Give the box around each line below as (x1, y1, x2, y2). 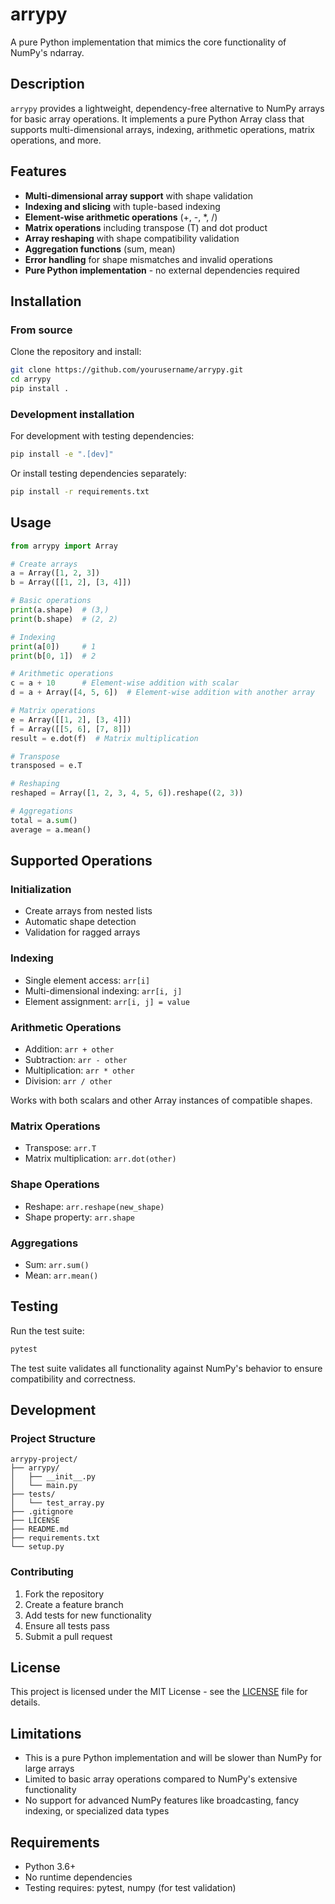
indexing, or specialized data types (24, 1805, 170, 1817)
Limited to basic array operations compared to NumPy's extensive (24, 1773, 298, 1785)
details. (10, 1696, 41, 1708)
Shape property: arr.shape (24, 1211, 135, 1223)
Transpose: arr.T (24, 1142, 97, 1154)
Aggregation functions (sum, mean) (24, 243, 176, 255)
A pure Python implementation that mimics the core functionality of (10, 36, 287, 48)
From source (10, 323, 73, 337)
